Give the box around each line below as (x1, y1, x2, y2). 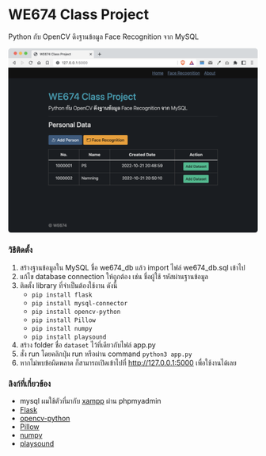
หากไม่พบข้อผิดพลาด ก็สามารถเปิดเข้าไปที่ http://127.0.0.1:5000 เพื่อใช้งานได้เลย (19, 358, 237, 367)
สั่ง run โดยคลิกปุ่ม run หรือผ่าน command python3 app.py (19, 349, 192, 358)
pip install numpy (31, 324, 93, 332)
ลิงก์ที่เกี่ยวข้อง (8, 378, 51, 389)
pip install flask (31, 291, 93, 299)
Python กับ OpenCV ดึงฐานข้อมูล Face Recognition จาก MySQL (8, 32, 199, 41)
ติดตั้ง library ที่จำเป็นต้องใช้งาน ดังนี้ (19, 280, 118, 290)
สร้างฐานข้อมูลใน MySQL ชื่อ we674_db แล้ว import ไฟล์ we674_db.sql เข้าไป (19, 262, 245, 272)
